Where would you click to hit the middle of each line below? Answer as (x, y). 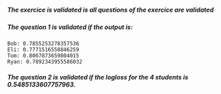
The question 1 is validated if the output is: (70, 27)
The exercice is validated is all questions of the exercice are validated (110, 10)
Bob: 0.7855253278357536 (43, 44)
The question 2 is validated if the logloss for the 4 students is (98, 77)
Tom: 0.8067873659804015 (43, 56)
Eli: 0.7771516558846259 (43, 50)
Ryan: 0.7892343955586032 (45, 62)
